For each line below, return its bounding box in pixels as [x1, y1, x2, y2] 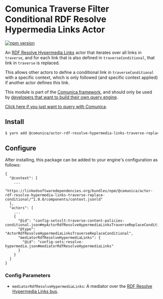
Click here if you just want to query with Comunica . [5, 104, 108, 109]
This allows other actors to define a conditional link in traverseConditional [5, 69, 154, 75]
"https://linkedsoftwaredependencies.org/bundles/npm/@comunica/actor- [5, 189, 153, 193]
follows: [5, 162, 21, 168]
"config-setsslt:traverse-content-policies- [33, 218, 125, 223]
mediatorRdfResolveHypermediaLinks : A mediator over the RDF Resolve [12, 283, 153, 289]
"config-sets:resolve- [37, 240, 83, 245]
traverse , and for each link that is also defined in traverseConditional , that [5, 54, 155, 60]
